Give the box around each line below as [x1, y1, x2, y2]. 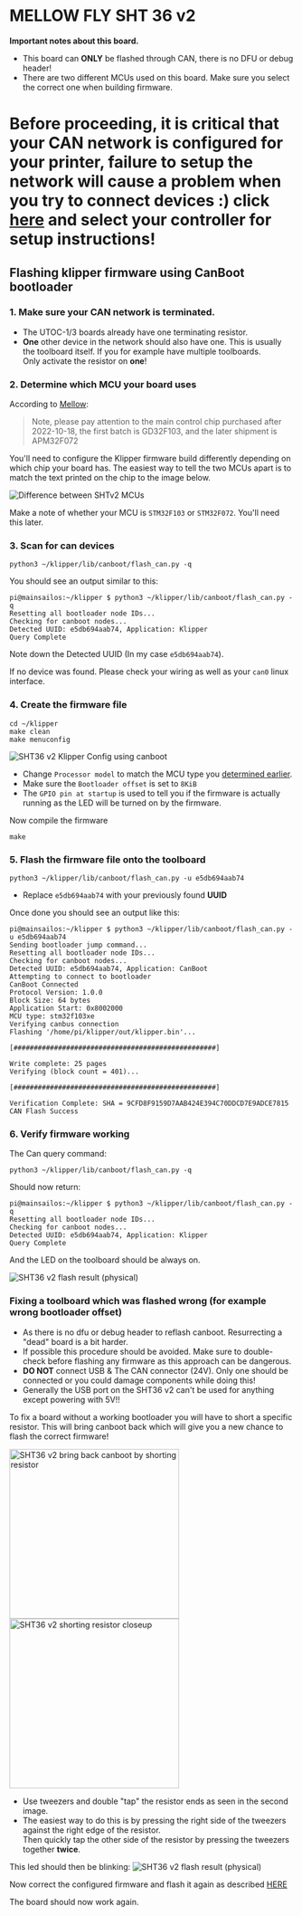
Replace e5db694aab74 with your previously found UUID [22, 890, 228, 901]
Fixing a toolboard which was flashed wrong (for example [9, 1295, 267, 1308]
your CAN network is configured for [9, 133, 283, 154]
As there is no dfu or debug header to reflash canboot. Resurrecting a [22, 1327, 283, 1338]
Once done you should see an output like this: [9, 907, 181, 918]
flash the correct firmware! [9, 1431, 109, 1442]
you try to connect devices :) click [9, 191, 270, 211]
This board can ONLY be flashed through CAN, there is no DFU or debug [22, 52, 294, 63]
